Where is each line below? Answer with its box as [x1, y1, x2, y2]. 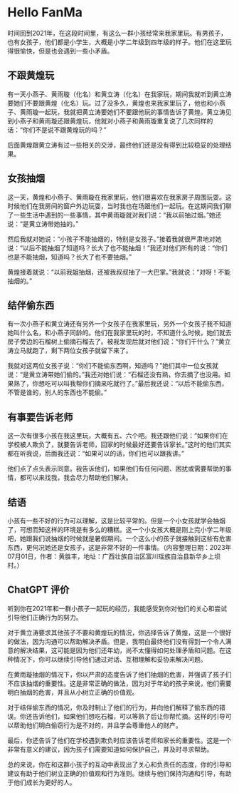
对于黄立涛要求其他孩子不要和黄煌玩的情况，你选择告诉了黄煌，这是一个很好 [7, 628, 232, 637]
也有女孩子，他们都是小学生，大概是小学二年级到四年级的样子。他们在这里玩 [7, 37, 232, 46]
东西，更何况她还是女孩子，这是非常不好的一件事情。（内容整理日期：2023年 [7, 543, 232, 551]
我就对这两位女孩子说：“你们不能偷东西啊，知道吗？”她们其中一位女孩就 [7, 362, 219, 370]
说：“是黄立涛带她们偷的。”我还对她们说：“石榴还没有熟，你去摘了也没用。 [7, 370, 225, 379]
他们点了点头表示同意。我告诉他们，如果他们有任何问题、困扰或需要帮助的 [7, 464, 225, 473]
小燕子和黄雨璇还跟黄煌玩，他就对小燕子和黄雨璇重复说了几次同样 [13, 116, 207, 125]
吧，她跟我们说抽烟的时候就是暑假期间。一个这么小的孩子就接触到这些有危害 [7, 534, 232, 543]
